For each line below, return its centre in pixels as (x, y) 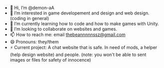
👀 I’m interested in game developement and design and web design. (80, 13)
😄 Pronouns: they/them (34, 42)
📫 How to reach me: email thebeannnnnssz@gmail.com (68, 34)
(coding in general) (29, 18)
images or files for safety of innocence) (50, 60)
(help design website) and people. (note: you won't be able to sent (78, 54)
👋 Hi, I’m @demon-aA (32, 8)
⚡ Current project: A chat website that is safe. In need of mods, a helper (83, 47)
